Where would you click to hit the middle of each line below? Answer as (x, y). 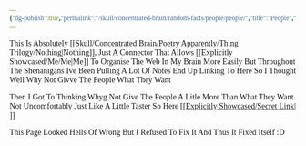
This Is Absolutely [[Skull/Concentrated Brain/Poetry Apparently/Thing (124, 43)
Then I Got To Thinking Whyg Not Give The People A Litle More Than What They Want (152, 97)
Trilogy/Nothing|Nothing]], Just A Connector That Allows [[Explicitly (122, 52)
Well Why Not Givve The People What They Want (90, 80)
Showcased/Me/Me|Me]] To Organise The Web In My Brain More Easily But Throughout (153, 62)
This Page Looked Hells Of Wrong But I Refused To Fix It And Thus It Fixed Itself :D (147, 132)
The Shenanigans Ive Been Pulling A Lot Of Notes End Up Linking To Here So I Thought (153, 71)
